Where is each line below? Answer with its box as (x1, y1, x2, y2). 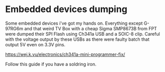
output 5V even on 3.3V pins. (5, 41, 65, 47)
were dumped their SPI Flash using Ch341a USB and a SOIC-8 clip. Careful (5, 31, 160, 37)
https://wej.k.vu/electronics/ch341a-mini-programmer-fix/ (5, 51, 125, 57)
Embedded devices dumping (5, 4, 127, 15)
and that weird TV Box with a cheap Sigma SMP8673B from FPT (24, 25, 157, 31)
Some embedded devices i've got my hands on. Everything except (5, 20, 143, 26)
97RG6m (5, 25, 24, 31)
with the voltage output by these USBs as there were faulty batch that (5, 36, 150, 42)
